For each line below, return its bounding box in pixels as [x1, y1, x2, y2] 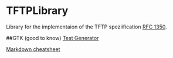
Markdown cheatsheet [6, 45, 60, 53]
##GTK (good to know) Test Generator [6, 34, 99, 41]
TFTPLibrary [6, 4, 69, 17]
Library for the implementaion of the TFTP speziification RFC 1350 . [6, 23, 167, 30]
